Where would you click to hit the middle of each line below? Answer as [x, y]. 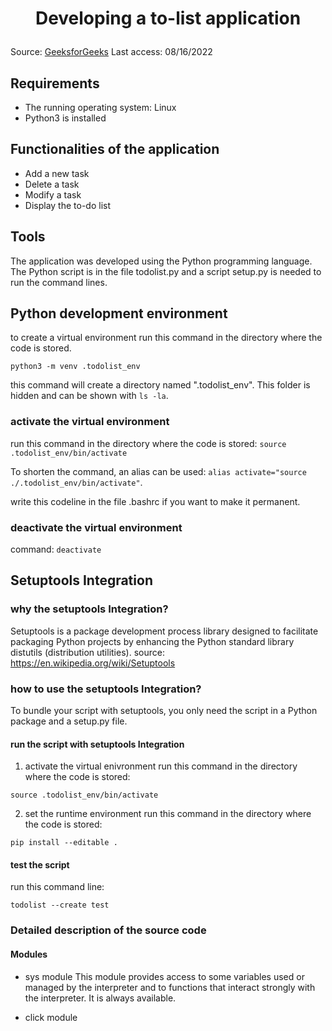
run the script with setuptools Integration [97, 744]
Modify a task [53, 194]
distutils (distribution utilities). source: [87, 652]
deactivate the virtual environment [96, 527]
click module [51, 1017]
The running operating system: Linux [100, 107]
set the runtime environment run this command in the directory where [168, 814]
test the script [40, 864]
